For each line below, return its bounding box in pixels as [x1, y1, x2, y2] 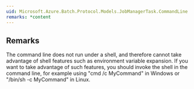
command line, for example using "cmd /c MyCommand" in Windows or [6, 70, 180, 77]
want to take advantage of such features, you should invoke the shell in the [6, 64, 188, 71]
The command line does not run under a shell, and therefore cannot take [6, 51, 182, 59]
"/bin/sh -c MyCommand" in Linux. [6, 76, 91, 83]
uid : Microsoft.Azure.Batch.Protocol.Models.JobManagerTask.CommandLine [6, 8, 188, 15]
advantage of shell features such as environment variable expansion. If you [6, 57, 188, 64]
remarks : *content [6, 14, 51, 20]
